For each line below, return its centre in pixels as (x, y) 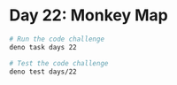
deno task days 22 (43, 47)
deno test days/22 (43, 72)
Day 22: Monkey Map (88, 15)
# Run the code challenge (57, 39)
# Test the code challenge (59, 63)
